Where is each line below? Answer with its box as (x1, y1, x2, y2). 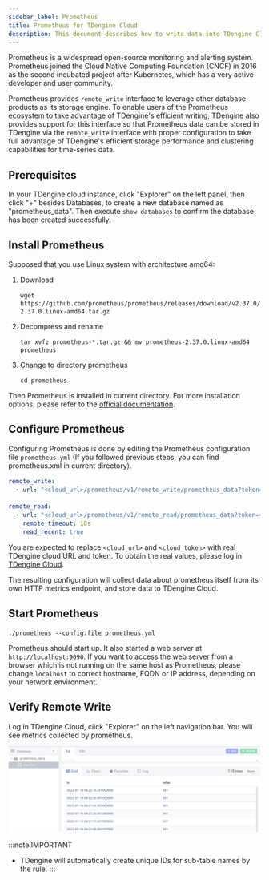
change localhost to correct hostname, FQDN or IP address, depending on (8, 668, 255, 678)
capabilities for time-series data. (8, 145, 115, 155)
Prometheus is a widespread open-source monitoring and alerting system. (8, 53, 254, 63)
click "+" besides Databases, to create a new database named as (8, 198, 224, 208)
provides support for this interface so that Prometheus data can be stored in (8, 119, 259, 129)
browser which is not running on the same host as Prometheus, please (8, 660, 241, 669)
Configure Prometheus (8, 422, 125, 436)
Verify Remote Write (8, 700, 112, 714)
